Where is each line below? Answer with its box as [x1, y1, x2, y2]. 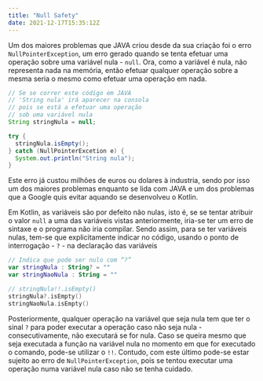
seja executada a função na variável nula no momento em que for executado [8, 339, 256, 348]
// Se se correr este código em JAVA [8, 89, 132, 97]
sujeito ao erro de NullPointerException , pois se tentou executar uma [8, 355, 233, 365]
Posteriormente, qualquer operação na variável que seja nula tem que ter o [8, 313, 250, 323]
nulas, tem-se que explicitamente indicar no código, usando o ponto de [8, 233, 239, 242]
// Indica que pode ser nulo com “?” [8, 256, 132, 264]
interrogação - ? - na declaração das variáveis [8, 241, 158, 251]
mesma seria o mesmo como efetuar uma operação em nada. [8, 74, 207, 83]
